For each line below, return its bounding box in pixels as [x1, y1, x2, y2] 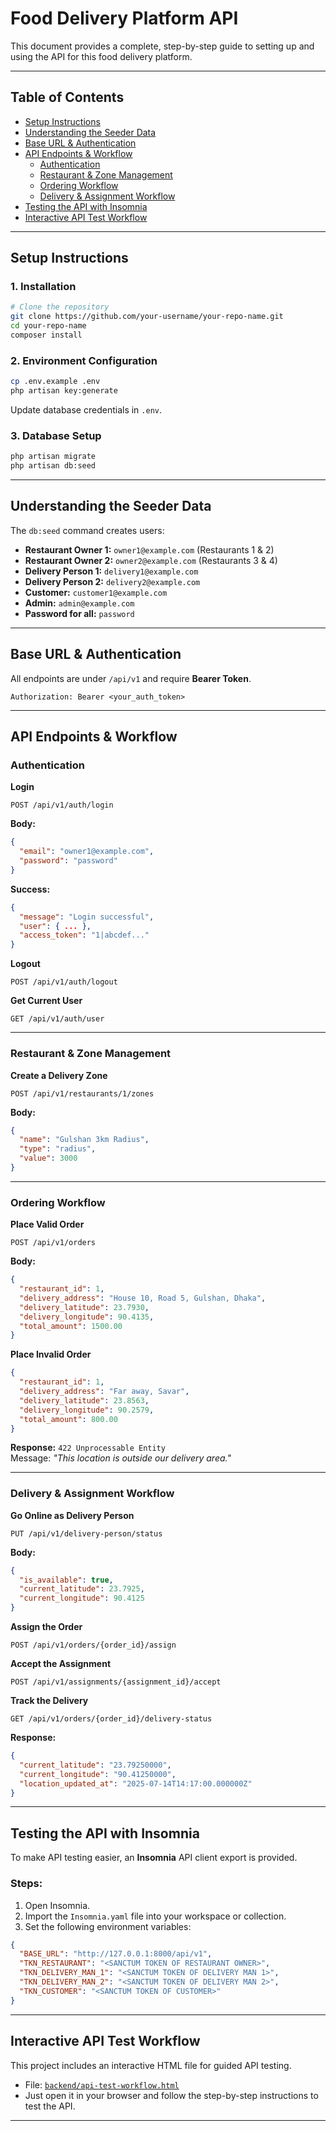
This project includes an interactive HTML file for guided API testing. [10, 2059, 292, 2071]
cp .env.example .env [10, 377, 101, 387]
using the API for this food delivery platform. [10, 50, 193, 62]
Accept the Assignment [10, 1658, 112, 1670]
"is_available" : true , [19, 1575, 114, 1585]
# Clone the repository [10, 302, 110, 312]
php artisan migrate [10, 452, 97, 462]
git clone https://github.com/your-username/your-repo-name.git [10, 312, 284, 322]
